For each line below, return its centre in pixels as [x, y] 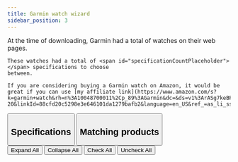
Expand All [25, 150]
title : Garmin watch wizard [49, 14]
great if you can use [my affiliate [61, 92]
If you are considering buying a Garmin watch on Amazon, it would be [114, 85]
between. [20, 73]
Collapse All [63, 150]
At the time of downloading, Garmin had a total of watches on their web [112, 40]
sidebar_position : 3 [38, 20]
